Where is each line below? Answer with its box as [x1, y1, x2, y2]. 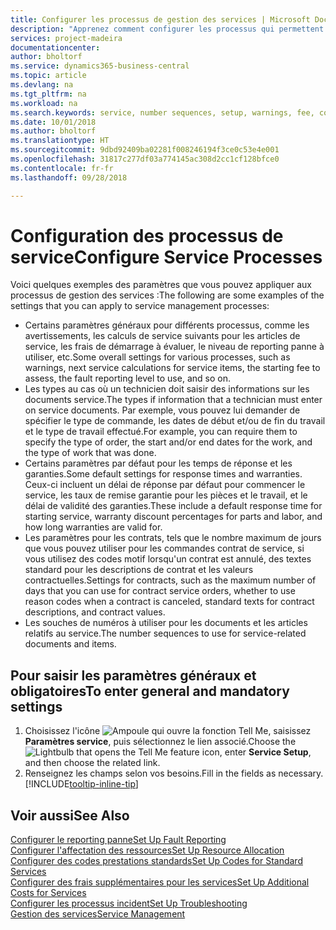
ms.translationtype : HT [10, 136, 110, 146]
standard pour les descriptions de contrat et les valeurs [24, 564, 254, 576]
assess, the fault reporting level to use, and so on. [24, 372, 231, 385]
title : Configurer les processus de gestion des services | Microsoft [10, 14, 311, 25]
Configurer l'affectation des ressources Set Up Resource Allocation [10, 844, 285, 856]
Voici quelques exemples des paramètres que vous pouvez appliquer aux [10, 279, 312, 291]
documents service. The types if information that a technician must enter [24, 394, 323, 406]
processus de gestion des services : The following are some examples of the [10, 289, 325, 301]
